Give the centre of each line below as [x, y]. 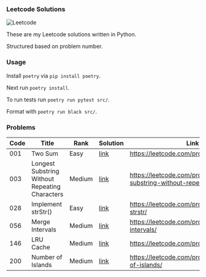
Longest [43, 163]
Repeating [46, 186]
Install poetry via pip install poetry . [54, 76]
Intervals [44, 229]
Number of [47, 257]
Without [43, 179]
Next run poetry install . [38, 87]
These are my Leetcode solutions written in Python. [71, 34]
